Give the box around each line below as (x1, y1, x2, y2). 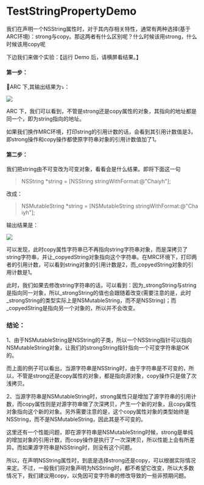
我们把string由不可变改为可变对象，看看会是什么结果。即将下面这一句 (6, 166, 181, 173)
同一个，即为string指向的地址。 (6, 115, 85, 122)
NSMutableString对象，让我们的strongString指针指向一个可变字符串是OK (6, 344, 189, 351)
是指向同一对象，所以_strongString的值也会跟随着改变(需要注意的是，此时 (6, 289, 191, 297)
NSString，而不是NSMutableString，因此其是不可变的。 (6, 416, 147, 423)
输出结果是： (6, 221, 38, 229)
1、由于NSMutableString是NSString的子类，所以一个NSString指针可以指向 (6, 336, 192, 344)
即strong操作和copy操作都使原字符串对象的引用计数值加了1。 (6, 136, 160, 143)
